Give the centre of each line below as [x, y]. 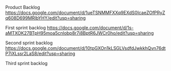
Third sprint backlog [26, 63]
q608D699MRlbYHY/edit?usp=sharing [46, 18]
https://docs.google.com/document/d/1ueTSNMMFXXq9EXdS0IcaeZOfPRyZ [85, 13]
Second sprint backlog [29, 43]
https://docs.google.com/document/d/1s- [90, 28]
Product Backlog [23, 7]
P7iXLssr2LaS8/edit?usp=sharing [40, 53]
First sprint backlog [26, 28]
